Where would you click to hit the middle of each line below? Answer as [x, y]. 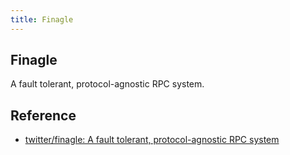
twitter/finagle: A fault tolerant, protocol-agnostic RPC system [152, 140]
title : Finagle [42, 19]
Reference [43, 115]
